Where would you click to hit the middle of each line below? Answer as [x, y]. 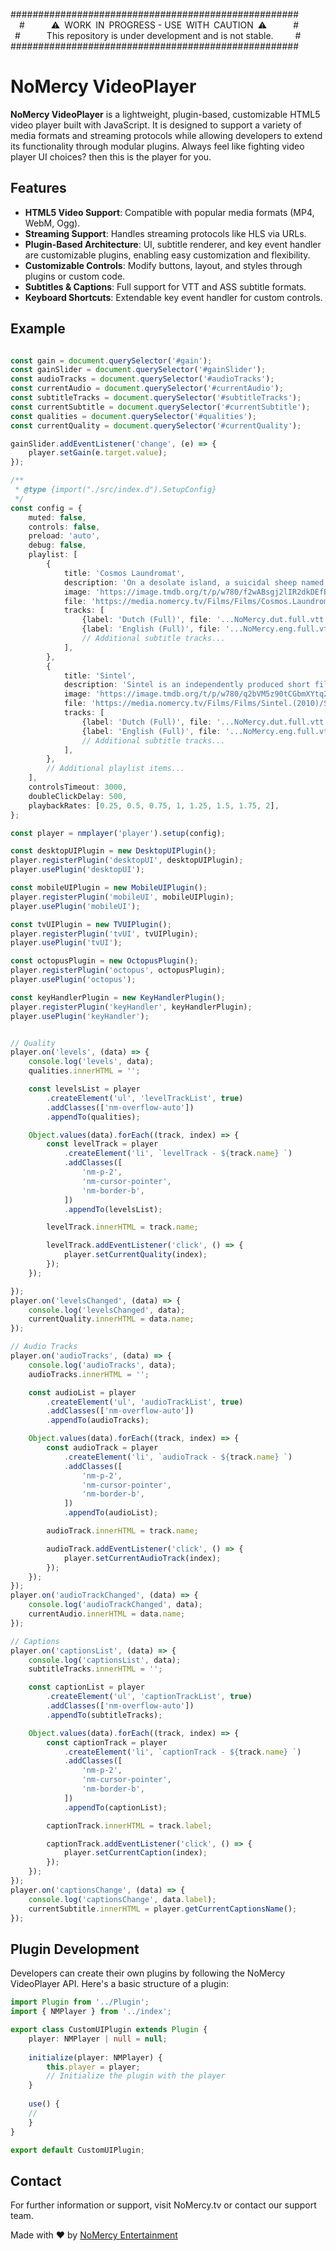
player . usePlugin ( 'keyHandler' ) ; [80, 1016]
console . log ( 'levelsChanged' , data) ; [107, 1310]
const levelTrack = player [102, 1144]
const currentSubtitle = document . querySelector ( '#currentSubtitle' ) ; [160, 407]
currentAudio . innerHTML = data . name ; [107, 1614]
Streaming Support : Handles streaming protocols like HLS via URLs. [165, 233]
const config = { [46, 508]
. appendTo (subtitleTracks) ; [104, 1715]
